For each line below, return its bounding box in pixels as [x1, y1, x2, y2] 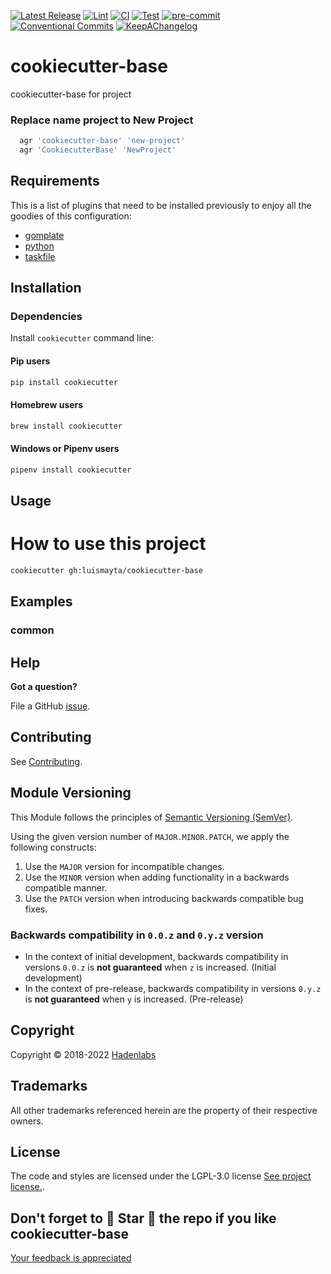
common [10, 623, 55, 637]
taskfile [24, 250, 56, 262]
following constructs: [10, 841, 97, 853]
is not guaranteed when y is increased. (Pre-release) [24, 993, 244, 1005]
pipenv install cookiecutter [10, 465, 132, 475]
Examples [10, 593, 73, 610]
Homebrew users [10, 399, 84, 411]
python [24, 240, 55, 252]
